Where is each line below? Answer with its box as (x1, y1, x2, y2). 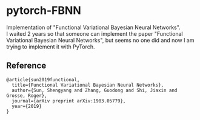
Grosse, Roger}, (6, 92, 47, 99)
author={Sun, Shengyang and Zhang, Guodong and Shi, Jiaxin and (12, 87, 178, 93)
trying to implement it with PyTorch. (6, 43, 95, 50)
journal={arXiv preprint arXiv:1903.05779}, (12, 98, 126, 104)
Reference (6, 61, 47, 71)
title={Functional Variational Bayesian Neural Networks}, (12, 82, 164, 88)
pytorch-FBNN (6, 4, 81, 18)
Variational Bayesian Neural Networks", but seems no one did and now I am (6, 36, 195, 44)
